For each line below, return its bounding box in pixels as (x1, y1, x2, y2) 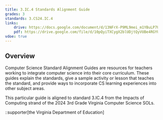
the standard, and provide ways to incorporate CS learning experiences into (5, 80, 157, 86)
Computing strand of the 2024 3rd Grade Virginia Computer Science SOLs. (5, 100, 155, 105)
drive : (14, 25, 27, 30)
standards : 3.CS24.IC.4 (5, 16, 53, 21)
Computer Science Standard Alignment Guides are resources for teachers (5, 65, 153, 71)
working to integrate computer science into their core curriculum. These (5, 70, 149, 75)
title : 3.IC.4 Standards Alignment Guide (5, 7, 90, 12)
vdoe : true (5, 34, 27, 39)
